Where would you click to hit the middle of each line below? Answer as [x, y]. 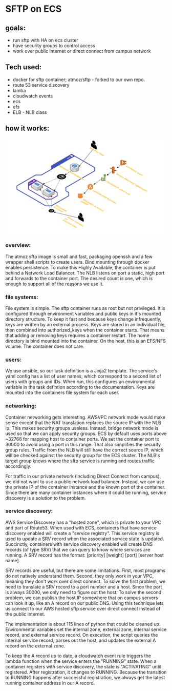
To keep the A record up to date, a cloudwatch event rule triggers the [78, 656]
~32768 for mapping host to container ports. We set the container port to [82, 439]
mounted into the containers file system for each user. [62, 392]
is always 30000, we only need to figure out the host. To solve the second [83, 592]
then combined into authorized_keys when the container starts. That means [85, 330]
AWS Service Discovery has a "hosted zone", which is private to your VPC [83, 522]
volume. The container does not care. [45, 346]
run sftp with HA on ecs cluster [45, 40]
